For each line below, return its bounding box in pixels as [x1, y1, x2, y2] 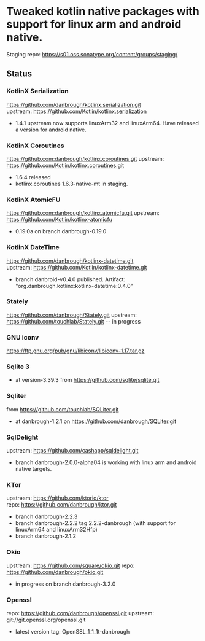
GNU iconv [6, 333, 39, 341]
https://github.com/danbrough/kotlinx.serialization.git [6, 101, 141, 108]
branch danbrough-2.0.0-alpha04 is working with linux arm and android [15, 459, 197, 466]
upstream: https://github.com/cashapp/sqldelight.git [6, 447, 139, 454]
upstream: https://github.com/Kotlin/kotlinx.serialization [6, 107, 147, 115]
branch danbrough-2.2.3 [15, 513, 78, 520]
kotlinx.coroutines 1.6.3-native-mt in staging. [15, 180, 128, 187]
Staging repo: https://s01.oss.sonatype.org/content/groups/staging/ [6, 50, 178, 58]
